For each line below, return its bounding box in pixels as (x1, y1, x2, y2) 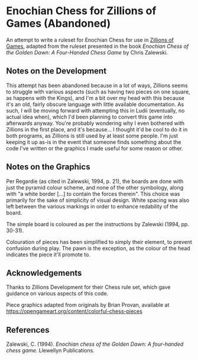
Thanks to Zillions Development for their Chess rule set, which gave (6, 284, 171, 291)
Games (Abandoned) (6, 17, 111, 30)
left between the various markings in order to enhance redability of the (6, 202, 178, 210)
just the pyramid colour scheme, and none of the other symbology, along (6, 184, 184, 191)
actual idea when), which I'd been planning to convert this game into (6, 113, 173, 120)
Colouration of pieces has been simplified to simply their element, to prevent (6, 238, 192, 245)
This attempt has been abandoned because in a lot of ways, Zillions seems (6, 82, 188, 89)
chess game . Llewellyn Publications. (6, 347, 95, 354)
